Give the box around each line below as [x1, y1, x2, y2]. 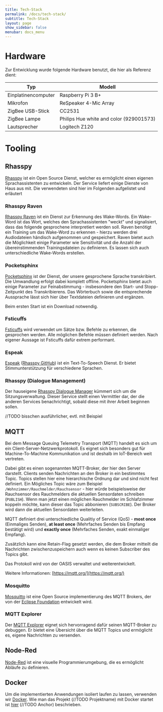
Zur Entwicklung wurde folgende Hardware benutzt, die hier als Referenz [5, 67, 151, 73]
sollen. [5, 404, 18, 410]
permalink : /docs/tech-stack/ [5, 12, 67, 17]
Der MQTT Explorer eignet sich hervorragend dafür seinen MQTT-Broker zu [5, 621, 157, 628]
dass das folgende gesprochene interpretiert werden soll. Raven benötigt [5, 224, 152, 230]
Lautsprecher [7, 123, 38, 130]
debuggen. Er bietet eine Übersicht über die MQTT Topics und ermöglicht [5, 627, 153, 633]
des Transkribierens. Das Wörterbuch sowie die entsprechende [25, 289, 152, 294]
